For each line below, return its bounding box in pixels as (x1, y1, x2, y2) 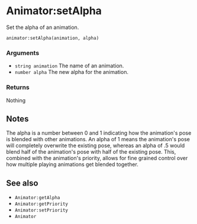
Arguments (6, 48, 40, 57)
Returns (6, 83, 30, 92)
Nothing (6, 96, 26, 104)
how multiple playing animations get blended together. (6, 161, 139, 168)
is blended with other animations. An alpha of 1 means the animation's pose (6, 136, 190, 143)
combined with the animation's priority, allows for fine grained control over (6, 155, 188, 162)
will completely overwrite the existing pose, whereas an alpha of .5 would (6, 142, 185, 149)
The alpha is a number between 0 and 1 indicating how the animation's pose (6, 129, 192, 137)
